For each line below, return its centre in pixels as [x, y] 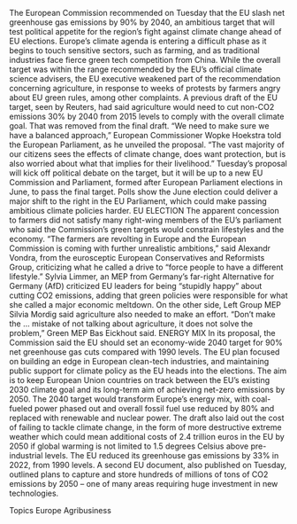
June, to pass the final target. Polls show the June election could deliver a [144, 192]
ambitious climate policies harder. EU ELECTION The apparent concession [145, 211]
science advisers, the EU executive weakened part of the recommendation [145, 78]
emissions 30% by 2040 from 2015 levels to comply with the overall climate [147, 116]
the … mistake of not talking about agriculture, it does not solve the [131, 324]
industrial [26, 455]
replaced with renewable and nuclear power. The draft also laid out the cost [147, 418]
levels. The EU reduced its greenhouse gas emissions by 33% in [162, 455]
